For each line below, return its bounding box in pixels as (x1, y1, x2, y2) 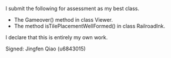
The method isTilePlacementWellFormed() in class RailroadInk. (14, 23, 166, 29)
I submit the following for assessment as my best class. (5, 5, 139, 12)
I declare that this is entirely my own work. (5, 34, 108, 40)
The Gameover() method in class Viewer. (14, 16, 113, 23)
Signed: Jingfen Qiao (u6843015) (5, 45, 86, 52)
